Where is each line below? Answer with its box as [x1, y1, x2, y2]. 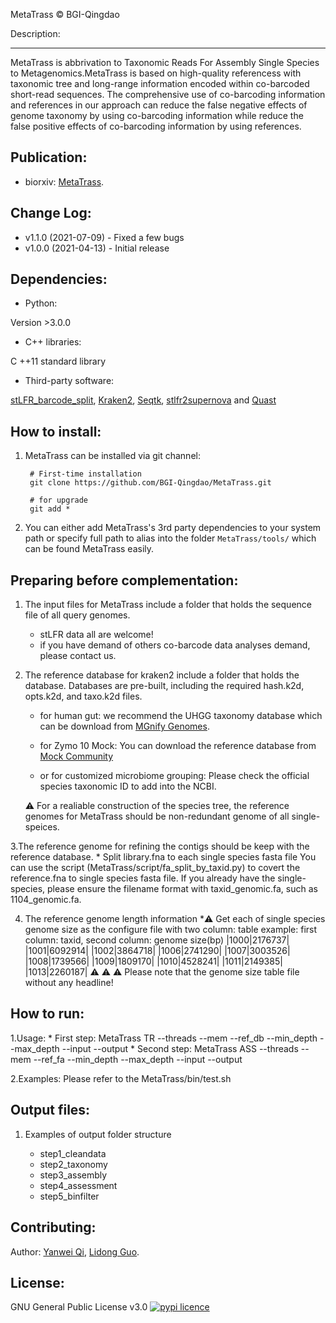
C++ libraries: [24, 336, 82, 348]
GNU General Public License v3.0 [10, 1301, 148, 1313]
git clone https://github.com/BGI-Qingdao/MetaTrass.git [29, 478, 272, 488]
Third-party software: [24, 375, 115, 387]
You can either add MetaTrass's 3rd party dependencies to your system [24, 522, 322, 534]
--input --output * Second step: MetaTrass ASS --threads [61, 1042, 299, 1054]
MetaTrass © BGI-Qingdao [10, 9, 120, 20]
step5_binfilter [39, 1190, 100, 1202]
